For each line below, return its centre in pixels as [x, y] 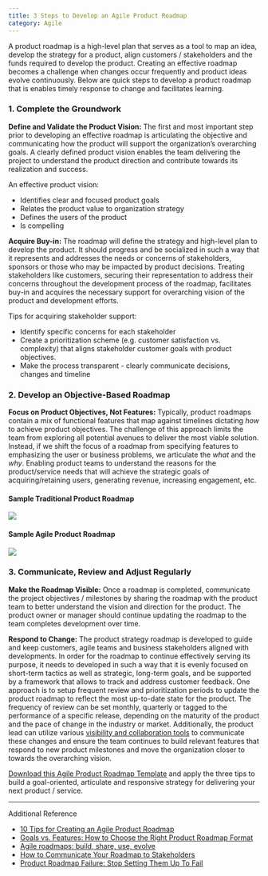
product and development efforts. [64, 300]
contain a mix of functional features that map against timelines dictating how [134, 421]
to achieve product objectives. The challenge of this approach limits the [126, 430]
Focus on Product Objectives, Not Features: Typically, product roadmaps [130, 412]
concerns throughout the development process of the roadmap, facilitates [130, 283]
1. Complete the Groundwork [65, 109]
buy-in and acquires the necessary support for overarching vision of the [127, 292]
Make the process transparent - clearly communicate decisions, [125, 366]
